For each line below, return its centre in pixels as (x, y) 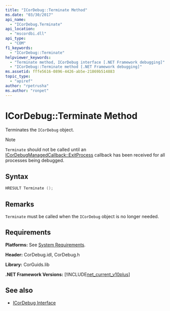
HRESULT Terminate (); (29, 188)
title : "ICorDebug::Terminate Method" (46, 10)
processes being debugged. (35, 161)
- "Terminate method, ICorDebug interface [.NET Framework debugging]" (88, 62)
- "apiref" (21, 81)
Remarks (20, 204)
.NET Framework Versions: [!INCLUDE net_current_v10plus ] (68, 274)
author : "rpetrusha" (27, 86)
